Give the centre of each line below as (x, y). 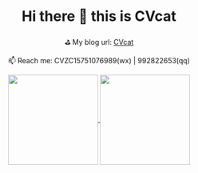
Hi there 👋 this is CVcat (99, 16)
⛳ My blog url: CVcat (99, 42)
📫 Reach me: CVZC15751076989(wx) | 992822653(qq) (99, 60)
